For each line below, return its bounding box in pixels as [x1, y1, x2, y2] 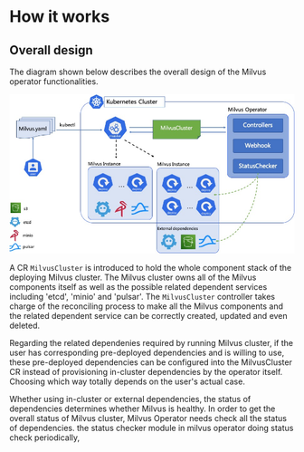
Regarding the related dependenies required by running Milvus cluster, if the [9, 337, 294, 348]
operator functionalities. [9, 76, 99, 87]
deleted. [9, 320, 41, 331]
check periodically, [9, 432, 81, 443]
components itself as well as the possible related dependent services [9, 281, 268, 292]
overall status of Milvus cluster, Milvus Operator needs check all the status [9, 412, 288, 423]
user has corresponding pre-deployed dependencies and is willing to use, [9, 347, 285, 358]
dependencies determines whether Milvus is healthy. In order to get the [9, 403, 276, 414]
